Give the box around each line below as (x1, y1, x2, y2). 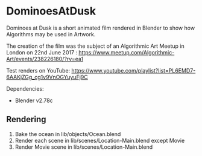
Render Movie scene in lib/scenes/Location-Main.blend (14, 143, 153, 151)
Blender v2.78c (14, 97, 53, 104)
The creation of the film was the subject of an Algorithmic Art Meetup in (6, 42, 185, 50)
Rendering (6, 114, 46, 125)
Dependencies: (6, 85, 44, 92)
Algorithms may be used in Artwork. (6, 30, 96, 37)
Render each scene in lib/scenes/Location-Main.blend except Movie (14, 137, 185, 144)
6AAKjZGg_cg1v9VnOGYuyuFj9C (6, 73, 89, 80)
